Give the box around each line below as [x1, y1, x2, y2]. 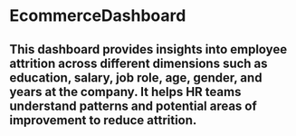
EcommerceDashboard [9, 5, 186, 26]
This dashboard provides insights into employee [9, 42, 288, 57]
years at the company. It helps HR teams [9, 83, 242, 100]
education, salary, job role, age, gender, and [9, 70, 263, 85]
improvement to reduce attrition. [9, 112, 197, 128]
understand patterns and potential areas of [9, 98, 258, 113]
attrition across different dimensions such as [9, 55, 269, 71]
